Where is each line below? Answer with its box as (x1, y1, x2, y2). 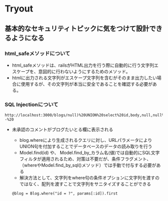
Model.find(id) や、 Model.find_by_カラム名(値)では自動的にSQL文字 (19, 150, 160, 156)
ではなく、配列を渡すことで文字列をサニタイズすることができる (19, 181, 151, 187)
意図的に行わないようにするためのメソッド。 (38, 68, 131, 74)
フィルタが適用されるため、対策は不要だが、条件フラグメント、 (19, 156, 151, 162)
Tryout (5, 3, 34, 15)
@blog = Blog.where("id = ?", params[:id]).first (12, 191, 118, 196)
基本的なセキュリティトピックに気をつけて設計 (5, 24, 149, 33)
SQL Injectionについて (5, 101, 59, 108)
